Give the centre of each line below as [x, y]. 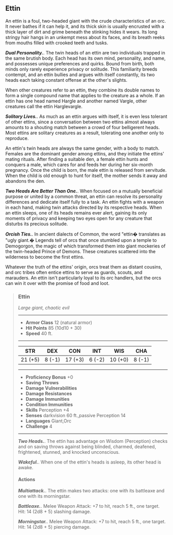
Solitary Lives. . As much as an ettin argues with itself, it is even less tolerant [86, 116]
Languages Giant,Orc [48, 421]
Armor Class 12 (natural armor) [59, 323]
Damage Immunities [48, 399]
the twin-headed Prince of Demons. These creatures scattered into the [81, 251]
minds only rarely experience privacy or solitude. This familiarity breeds [81, 69]
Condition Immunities [49, 405]
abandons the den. [25, 181]
